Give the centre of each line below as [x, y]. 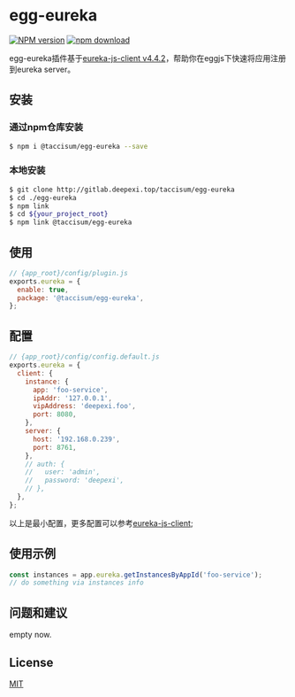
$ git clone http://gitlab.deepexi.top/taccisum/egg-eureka [122, 190]
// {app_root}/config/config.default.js [85, 357]
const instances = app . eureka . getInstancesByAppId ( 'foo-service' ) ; [136, 575]
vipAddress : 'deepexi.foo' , [84, 407]
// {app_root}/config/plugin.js [68, 273]
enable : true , [43, 290]
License [31, 662]
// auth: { [45, 464]
